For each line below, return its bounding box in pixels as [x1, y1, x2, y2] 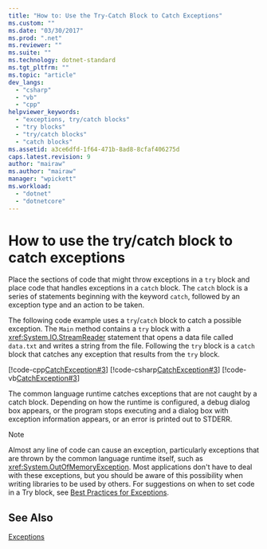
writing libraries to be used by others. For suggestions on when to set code [8, 480, 255, 489]
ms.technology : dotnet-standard [8, 57, 116, 65]
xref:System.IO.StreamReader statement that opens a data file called [8, 333, 234, 342]
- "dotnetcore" [15, 197, 66, 205]
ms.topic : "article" [8, 71, 77, 79]
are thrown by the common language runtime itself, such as [8, 454, 203, 464]
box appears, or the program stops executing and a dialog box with [8, 406, 229, 416]
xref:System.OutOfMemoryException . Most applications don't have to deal [8, 462, 253, 472]
